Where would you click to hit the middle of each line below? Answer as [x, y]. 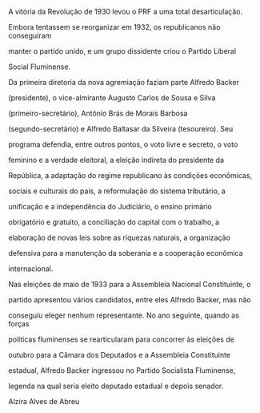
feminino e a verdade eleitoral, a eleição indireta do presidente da [116, 160]
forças [19, 324]
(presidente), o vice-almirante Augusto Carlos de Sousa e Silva [112, 98]
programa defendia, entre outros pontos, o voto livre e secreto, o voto [123, 144]
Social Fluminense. [39, 67]
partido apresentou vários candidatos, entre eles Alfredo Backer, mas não [130, 300]
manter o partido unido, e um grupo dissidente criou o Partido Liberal [122, 51]
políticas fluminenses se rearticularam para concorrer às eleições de [121, 339]
